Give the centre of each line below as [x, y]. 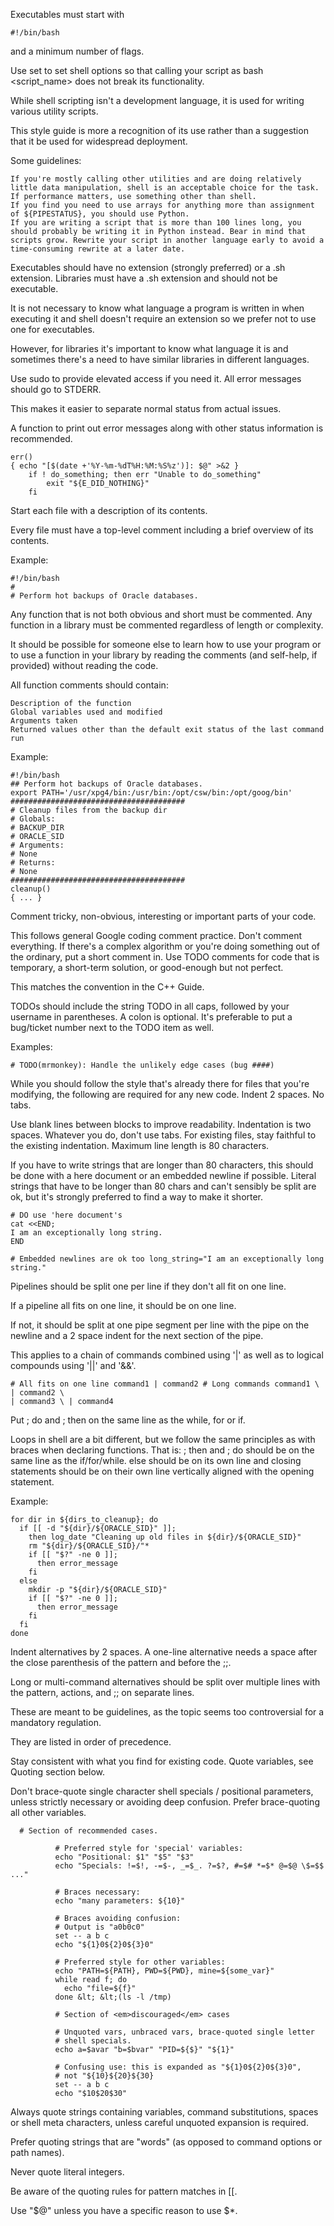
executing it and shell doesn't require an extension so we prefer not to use [163, 318]
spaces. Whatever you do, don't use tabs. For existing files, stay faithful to [163, 1135]
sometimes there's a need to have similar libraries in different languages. [160, 359]
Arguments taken [44, 721]
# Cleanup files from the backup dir [89, 810]
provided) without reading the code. [84, 665]
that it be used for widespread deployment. [99, 141]
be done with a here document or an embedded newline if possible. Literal [163, 1175]
